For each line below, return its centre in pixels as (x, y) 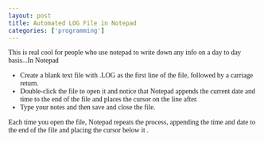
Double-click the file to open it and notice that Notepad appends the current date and (138, 91)
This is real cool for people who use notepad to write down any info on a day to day (125, 53)
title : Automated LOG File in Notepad (72, 23)
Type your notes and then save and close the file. (87, 107)
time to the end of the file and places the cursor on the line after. (109, 99)
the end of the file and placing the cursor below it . (79, 130)
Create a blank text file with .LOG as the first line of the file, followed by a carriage (136, 75)
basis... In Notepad (34, 61)
